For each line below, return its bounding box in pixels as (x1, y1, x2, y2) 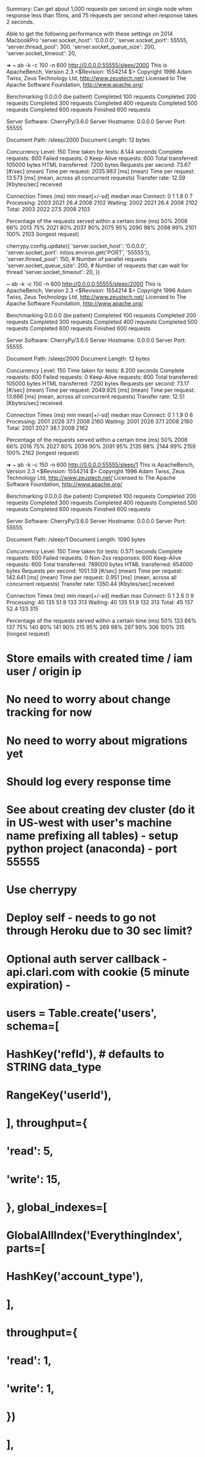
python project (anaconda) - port (6, 842, 177, 856)
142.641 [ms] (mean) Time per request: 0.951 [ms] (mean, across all (6, 574, 177, 581)
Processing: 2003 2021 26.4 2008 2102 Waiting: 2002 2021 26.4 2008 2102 (6, 199, 198, 206)
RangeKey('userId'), (6, 1088, 112, 1102)
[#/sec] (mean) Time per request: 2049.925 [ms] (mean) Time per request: (6, 386, 195, 394)
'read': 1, (6, 1353, 52, 1368)
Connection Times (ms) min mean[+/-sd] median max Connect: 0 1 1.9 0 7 (6, 192, 193, 200)
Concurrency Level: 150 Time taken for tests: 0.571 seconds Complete (6, 548, 183, 555)
